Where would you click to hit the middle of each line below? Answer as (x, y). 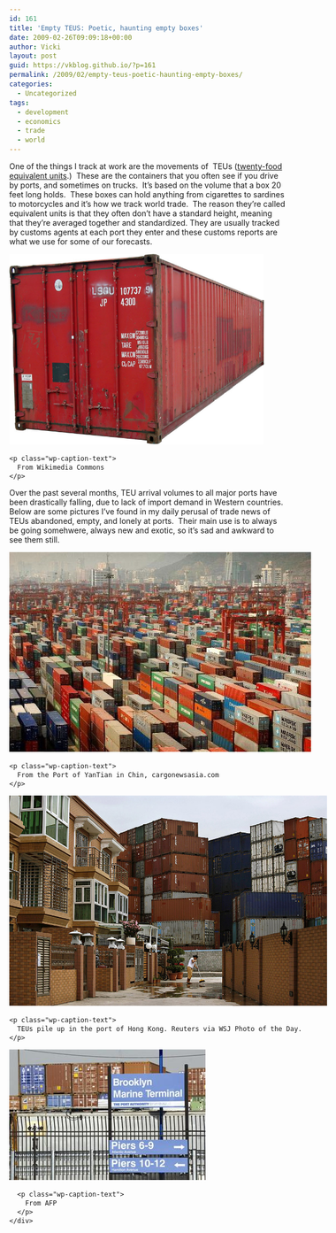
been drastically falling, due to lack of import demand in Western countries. (146, 502)
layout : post (33, 56)
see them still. (34, 539)
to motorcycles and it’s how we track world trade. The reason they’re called (147, 204)
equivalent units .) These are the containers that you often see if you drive (144, 176)
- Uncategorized (47, 93)
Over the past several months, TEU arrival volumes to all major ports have (143, 493)
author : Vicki (35, 47)
